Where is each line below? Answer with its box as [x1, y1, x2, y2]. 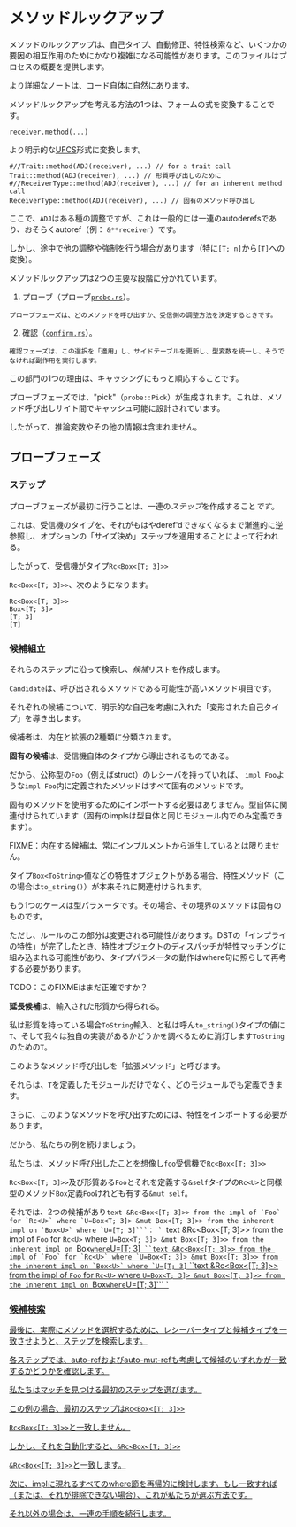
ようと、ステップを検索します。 [32, 1336, 148, 1346]
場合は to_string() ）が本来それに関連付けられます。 [16, 880, 208, 891]
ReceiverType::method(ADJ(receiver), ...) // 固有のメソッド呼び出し [9, 196, 256, 205]
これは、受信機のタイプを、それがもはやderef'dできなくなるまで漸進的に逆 [9, 519, 284, 530]
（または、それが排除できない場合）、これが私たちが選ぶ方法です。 [9, 1490, 253, 1500]
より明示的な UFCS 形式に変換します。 [9, 143, 146, 155]
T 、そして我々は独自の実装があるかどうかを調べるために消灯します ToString [9, 1030, 285, 1041]
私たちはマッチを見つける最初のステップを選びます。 [9, 1384, 202, 1395]
